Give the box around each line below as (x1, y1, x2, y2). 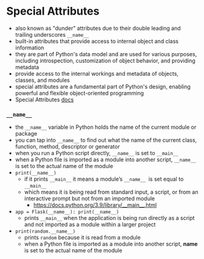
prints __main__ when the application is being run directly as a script (24, 214, 195, 222)
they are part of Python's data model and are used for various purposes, (15, 50, 197, 57)
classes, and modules (15, 76, 70, 84)
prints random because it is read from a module (24, 234, 141, 241)
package (15, 130, 38, 137)
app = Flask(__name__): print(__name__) (15, 209, 119, 215)
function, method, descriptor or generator (15, 143, 120, 150)
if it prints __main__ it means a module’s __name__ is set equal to (24, 175, 184, 183)
